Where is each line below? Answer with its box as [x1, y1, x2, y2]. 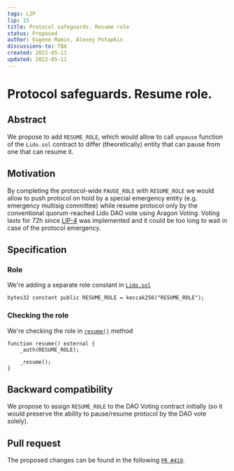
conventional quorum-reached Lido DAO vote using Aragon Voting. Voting [7, 208, 220, 217]
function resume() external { [7, 340, 96, 347]
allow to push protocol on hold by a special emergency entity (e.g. [7, 193, 198, 202]
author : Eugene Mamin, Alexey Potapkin [7, 36, 124, 43]
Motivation [7, 168, 56, 179]
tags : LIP [7, 10, 36, 18]
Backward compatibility [7, 383, 113, 395]
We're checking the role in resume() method [7, 327, 133, 335]
